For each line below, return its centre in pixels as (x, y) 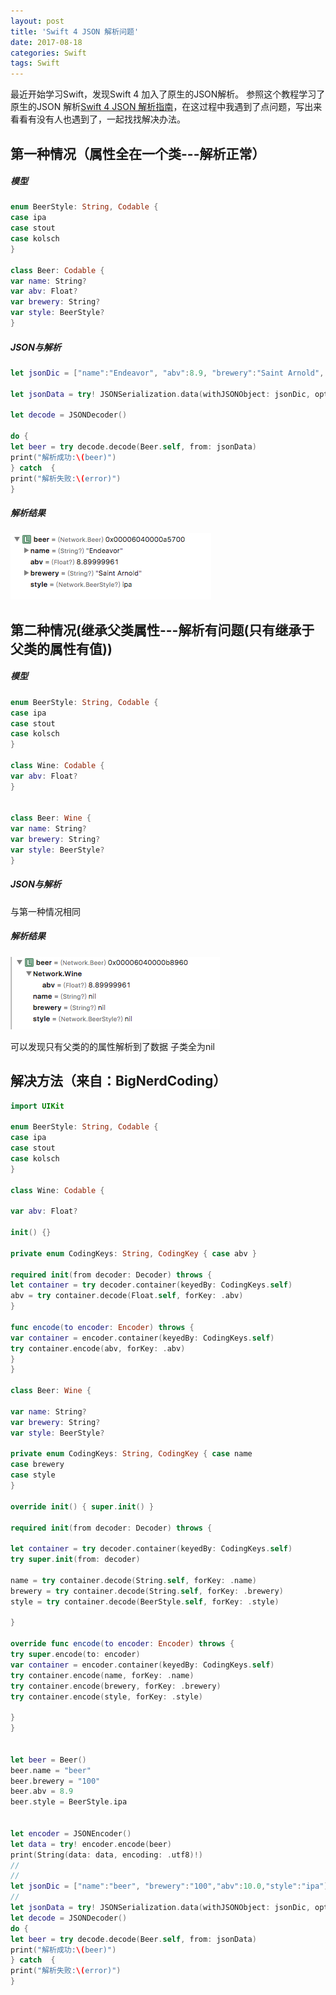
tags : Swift (35, 63)
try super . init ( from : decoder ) (75, 1560)
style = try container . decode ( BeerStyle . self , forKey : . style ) (145, 1601)
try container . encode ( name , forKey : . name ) (102, 1675)
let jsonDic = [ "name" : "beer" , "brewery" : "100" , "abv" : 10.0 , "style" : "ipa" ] (169, 1886)
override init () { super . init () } (82, 1506)
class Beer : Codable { (57, 270)
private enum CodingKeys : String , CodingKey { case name (131, 1454)
